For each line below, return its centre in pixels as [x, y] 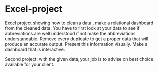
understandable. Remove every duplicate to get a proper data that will [77, 39]
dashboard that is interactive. [35, 49]
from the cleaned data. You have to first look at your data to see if [72, 28]
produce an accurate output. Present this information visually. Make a [76, 44]
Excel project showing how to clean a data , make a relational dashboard [79, 23]
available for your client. [30, 64]
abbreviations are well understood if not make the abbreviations [70, 33]
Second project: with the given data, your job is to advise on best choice [79, 59]
